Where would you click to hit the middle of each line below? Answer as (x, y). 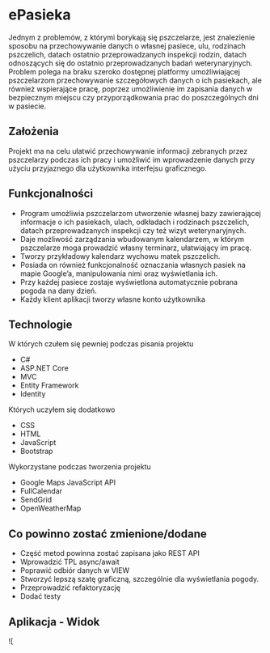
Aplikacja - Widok (54, 622)
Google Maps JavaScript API (68, 482)
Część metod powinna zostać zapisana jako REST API (110, 553)
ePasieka (40, 15)
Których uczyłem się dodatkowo (62, 409)
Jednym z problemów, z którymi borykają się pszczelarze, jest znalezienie (132, 37)
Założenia (34, 131)
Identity (33, 394)
